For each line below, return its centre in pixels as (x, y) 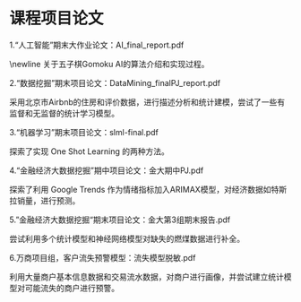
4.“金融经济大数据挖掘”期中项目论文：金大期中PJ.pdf (107, 170)
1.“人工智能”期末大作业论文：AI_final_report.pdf (97, 45)
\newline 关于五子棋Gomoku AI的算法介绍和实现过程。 (109, 64)
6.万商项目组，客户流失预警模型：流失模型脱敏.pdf (103, 257)
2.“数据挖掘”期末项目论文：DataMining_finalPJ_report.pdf (115, 82)
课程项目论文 (57, 18)
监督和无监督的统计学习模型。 (64, 113)
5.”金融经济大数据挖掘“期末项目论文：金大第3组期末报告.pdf (120, 220)
